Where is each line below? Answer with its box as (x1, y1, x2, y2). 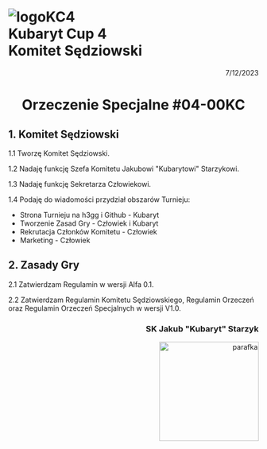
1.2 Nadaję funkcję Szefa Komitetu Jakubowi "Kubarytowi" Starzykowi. (8, 164, 240, 173)
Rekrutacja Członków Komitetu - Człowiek (19, 226, 157, 236)
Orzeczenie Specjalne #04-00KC (21, 96, 246, 114)
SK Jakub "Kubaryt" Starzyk (145, 323, 259, 334)
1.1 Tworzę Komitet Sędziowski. (8, 148, 110, 158)
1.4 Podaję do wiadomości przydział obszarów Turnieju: (8, 195, 191, 204)
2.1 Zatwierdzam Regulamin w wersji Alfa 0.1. (8, 279, 154, 289)
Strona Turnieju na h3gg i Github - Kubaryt (19, 210, 160, 219)
